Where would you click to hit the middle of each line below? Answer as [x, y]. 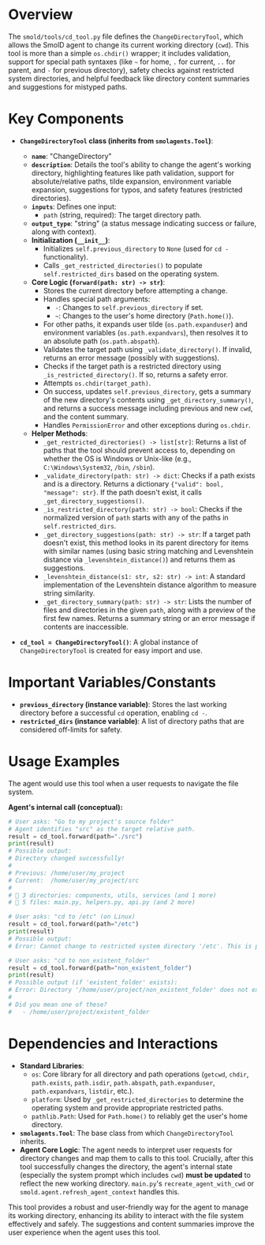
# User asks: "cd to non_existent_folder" [79, 960]
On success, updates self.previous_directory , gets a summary [147, 391]
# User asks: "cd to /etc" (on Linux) [72, 917]
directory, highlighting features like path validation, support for [133, 172]
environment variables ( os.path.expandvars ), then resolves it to [146, 332]
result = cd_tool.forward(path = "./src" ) [76, 836]
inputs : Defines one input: [74, 206]
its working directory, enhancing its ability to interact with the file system [126, 1215]
